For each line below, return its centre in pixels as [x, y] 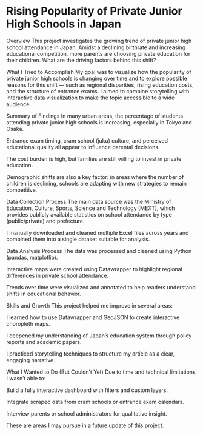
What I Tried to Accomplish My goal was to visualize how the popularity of [99, 72]
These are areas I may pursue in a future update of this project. [85, 425]
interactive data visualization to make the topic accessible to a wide [91, 98]
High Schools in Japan [64, 24]
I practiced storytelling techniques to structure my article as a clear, [91, 354]
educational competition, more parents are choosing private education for [98, 53]
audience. [19, 104]
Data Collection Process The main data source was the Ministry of [89, 201]
